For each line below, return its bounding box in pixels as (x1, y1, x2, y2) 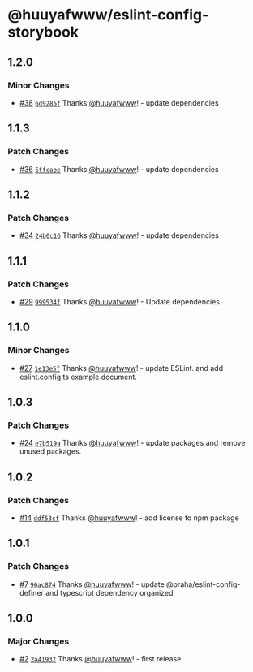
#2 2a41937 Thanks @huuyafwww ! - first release (19, 654, 182, 664)
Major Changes (7, 635, 70, 647)
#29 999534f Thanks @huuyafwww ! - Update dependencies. (19, 296, 222, 306)
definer (19, 588, 44, 597)
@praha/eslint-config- (166, 579, 241, 589)
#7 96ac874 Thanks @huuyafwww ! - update (19, 579, 165, 589)
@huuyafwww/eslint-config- (7, 6, 209, 24)
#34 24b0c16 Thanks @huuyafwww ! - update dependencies (19, 230, 220, 240)
